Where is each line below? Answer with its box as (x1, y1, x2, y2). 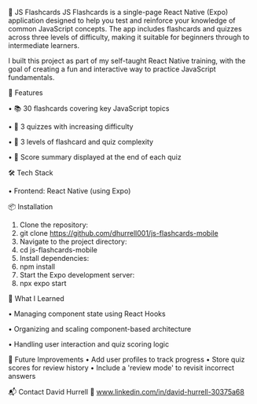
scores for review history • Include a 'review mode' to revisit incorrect (8, 363, 234, 373)
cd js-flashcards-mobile (19, 245, 98, 255)
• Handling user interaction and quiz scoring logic (8, 340, 170, 349)
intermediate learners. (8, 41, 80, 50)
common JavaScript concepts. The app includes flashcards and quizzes (8, 24, 242, 33)
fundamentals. (8, 73, 55, 82)
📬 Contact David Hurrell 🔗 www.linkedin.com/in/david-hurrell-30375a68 (8, 387, 245, 396)
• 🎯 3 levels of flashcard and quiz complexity (8, 138, 154, 146)
